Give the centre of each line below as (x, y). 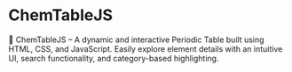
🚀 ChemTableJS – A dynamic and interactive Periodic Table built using (136, 40)
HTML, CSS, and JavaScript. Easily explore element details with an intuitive (146, 48)
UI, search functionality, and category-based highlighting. (114, 58)
